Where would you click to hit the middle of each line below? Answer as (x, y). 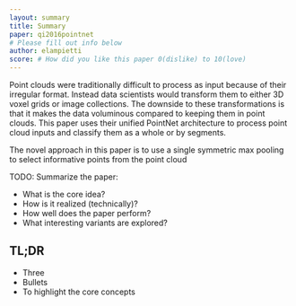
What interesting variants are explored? (95, 223)
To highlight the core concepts (79, 292)
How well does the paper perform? (87, 213)
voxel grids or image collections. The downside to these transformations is (147, 104)
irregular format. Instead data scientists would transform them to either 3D (147, 94)
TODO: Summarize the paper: (64, 177)
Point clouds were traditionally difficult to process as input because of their (148, 85)
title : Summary (38, 26)
